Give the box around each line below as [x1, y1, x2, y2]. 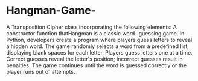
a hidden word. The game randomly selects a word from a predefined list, [6, 43, 189, 50]
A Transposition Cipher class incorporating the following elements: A [6, 23, 177, 31]
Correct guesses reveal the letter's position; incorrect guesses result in [6, 55, 183, 62]
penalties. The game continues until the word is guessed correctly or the [6, 61, 187, 69]
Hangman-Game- [6, 4, 97, 17]
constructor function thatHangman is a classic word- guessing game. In [6, 29, 185, 37]
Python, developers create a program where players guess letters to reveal [6, 36, 193, 43]
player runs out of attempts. [6, 68, 75, 75]
